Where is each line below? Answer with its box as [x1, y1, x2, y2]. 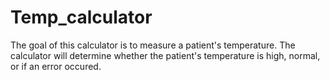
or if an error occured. [10, 60, 102, 72]
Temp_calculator [10, 6, 153, 29]
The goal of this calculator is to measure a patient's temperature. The [10, 39, 296, 51]
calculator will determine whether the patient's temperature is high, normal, [10, 49, 321, 61]
